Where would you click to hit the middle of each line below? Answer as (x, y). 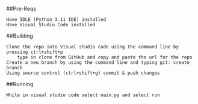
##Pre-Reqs (21, 9)
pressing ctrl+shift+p (35, 52)
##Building (20, 36)
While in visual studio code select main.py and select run (83, 95)
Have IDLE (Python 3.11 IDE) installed (56, 20)
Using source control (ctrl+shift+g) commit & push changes (83, 73)
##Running (20, 84)
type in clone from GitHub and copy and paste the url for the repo (105, 57)
